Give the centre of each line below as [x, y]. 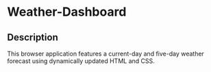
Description [33, 37]
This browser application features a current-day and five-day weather [105, 53]
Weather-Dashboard [67, 12]
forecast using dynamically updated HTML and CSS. [81, 61]
